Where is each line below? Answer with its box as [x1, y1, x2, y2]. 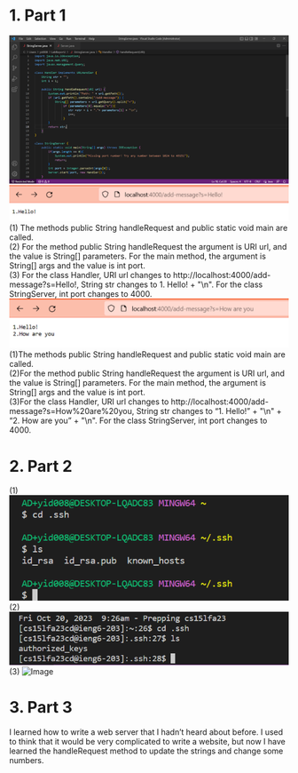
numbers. [9, 755, 44, 766]
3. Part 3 [9, 697, 73, 718]
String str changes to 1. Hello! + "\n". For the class [81, 279, 263, 290]
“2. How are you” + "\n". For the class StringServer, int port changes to [9, 415, 268, 426]
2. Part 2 [9, 456, 73, 476]
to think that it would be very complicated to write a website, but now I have [9, 737, 286, 747]
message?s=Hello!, [9, 279, 80, 290]
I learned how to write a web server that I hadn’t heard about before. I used [9, 727, 284, 737]
